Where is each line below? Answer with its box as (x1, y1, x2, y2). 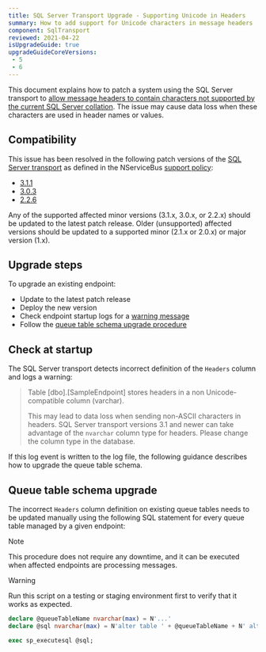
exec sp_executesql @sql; (8, 636, 93, 644)
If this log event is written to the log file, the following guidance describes (8, 452, 248, 462)
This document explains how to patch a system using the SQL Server (8, 85, 234, 94)
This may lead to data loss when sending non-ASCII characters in (27, 411, 241, 421)
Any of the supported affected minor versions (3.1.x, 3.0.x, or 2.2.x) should (8, 210, 251, 219)
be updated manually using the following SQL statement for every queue (8, 513, 245, 522)
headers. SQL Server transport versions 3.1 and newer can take (27, 420, 234, 429)
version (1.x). (8, 235, 51, 245)
